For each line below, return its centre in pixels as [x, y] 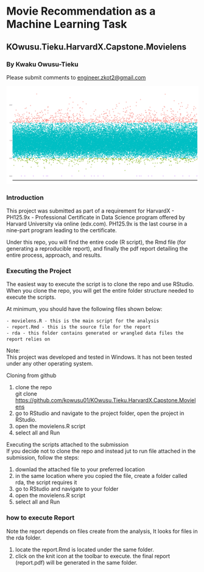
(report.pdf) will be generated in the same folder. [76, 562]
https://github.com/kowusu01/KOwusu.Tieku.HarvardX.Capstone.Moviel [105, 400]
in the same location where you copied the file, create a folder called [101, 476]
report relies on [28, 339]
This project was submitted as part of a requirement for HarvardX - [90, 211]
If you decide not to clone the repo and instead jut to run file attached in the [101, 451]
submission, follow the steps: [43, 458]
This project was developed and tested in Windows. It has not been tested [99, 357]
